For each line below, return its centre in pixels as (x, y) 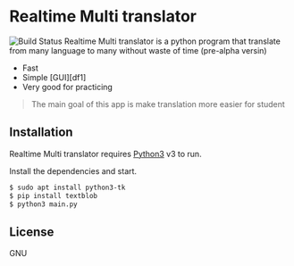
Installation (41, 133)
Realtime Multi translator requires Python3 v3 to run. (106, 154)
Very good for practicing (67, 87)
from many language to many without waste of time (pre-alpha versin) (138, 50)
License (32, 232)
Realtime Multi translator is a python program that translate (172, 41)
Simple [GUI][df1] (54, 77)
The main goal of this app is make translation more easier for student (158, 104)
